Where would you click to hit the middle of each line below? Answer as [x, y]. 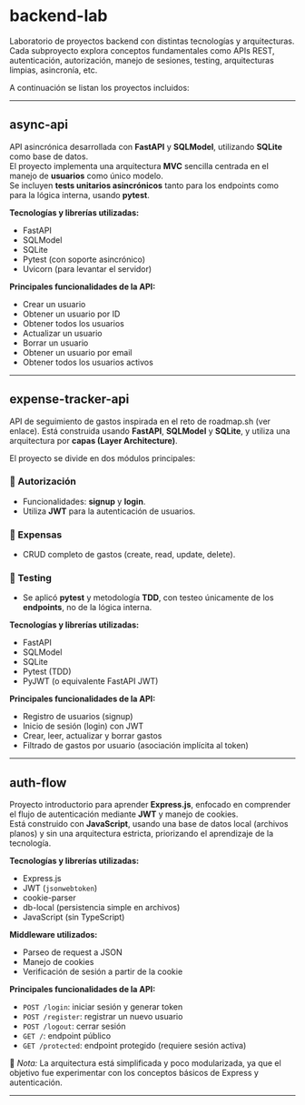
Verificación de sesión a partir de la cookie [103, 972]
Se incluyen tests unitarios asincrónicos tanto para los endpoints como [144, 185]
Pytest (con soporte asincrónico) [84, 259]
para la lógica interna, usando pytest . [79, 195]
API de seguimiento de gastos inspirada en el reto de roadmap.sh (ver [140, 421]
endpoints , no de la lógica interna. [87, 608]
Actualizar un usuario [62, 333]
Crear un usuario [54, 304]
